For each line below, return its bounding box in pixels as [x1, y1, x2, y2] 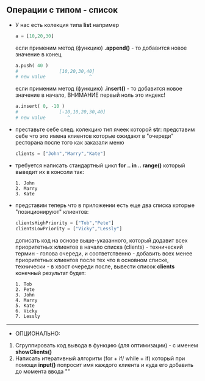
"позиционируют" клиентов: [15, 208, 89, 215]
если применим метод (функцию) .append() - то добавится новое [15, 44, 187, 51]
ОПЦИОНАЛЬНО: [15, 330, 61, 337]
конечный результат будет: [15, 269, 87, 276]
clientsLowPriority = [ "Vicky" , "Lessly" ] [15, 225, 123, 232]
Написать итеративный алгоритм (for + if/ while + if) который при [15, 355, 185, 362]
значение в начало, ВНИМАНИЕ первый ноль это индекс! [15, 91, 166, 99]
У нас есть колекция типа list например [15, 21, 120, 28]
